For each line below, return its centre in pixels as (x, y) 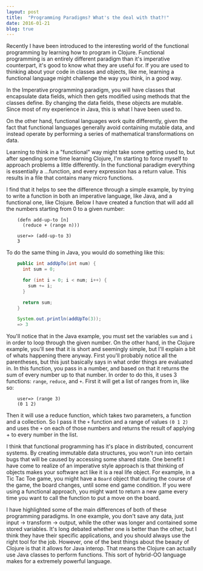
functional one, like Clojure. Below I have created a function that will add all (100, 202)
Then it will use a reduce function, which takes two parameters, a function (99, 415)
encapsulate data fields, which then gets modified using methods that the (98, 96)
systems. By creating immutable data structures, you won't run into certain (99, 453)
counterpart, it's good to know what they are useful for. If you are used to (98, 65)
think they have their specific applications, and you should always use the (98, 536)
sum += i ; (40, 285)
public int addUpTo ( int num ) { (57, 264)
